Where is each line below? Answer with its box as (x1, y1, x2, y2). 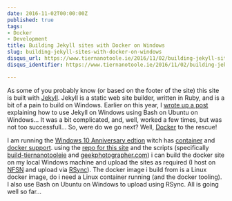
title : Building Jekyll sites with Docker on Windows (7, 42, 166, 49)
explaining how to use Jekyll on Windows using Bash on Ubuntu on (7, 108, 198, 116)
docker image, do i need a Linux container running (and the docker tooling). (7, 173, 222, 181)
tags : (7, 23, 23, 30)
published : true (7, 17, 54, 23)
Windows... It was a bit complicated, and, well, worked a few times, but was (7, 115, 222, 124)
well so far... (7, 187, 42, 195)
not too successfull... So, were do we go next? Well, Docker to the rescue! (7, 123, 217, 131)
